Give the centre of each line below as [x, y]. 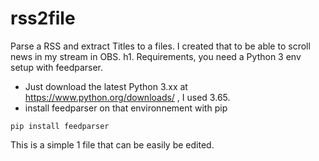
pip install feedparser [60, 126]
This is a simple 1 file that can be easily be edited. [112, 144]
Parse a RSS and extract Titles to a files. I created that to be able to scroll [160, 46]
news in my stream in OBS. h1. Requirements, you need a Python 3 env [156, 56]
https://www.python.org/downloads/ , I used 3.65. [127, 97]
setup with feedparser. [57, 67]
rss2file [43, 18]
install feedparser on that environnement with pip [126, 108]
